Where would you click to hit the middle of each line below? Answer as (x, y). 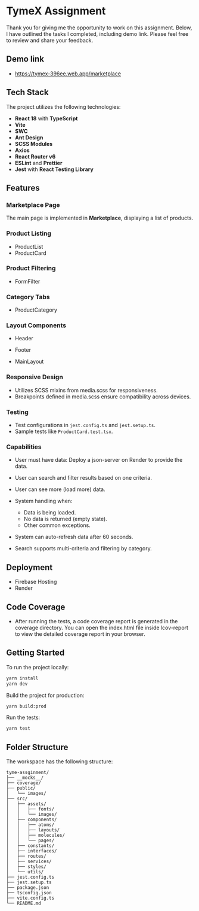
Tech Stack (27, 92)
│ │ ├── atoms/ (30, 825)
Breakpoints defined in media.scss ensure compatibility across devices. (103, 397)
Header (24, 339)
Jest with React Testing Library (54, 169)
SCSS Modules (34, 144)
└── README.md (24, 904)
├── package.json (28, 888)
